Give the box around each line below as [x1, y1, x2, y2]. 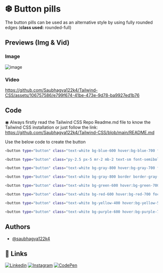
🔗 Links [5, 249, 28, 258]
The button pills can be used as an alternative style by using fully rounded [5, 19, 153, 25]
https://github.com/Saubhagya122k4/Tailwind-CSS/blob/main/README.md [5, 129, 155, 135]
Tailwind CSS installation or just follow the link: [5, 124, 98, 130]
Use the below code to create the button [5, 139, 86, 145]
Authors [5, 223, 31, 231]
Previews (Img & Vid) [5, 39, 70, 47]
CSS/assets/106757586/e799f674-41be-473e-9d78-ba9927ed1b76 [5, 92, 140, 98]
